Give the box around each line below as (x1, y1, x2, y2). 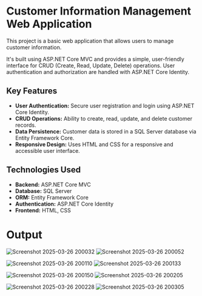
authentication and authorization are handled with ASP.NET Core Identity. (6, 68, 190, 75)
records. (15, 121, 36, 129)
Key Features (6, 86, 58, 96)
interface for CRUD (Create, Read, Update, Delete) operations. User (6, 62, 175, 69)
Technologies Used (6, 165, 81, 175)
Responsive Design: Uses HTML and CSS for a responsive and (15, 141, 174, 148)
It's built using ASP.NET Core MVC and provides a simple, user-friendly (6, 55, 185, 62)
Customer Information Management (6, 4, 192, 18)
